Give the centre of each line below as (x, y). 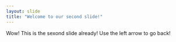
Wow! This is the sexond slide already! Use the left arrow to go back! (88, 33)
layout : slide (23, 11)
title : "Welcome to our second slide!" (54, 17)
